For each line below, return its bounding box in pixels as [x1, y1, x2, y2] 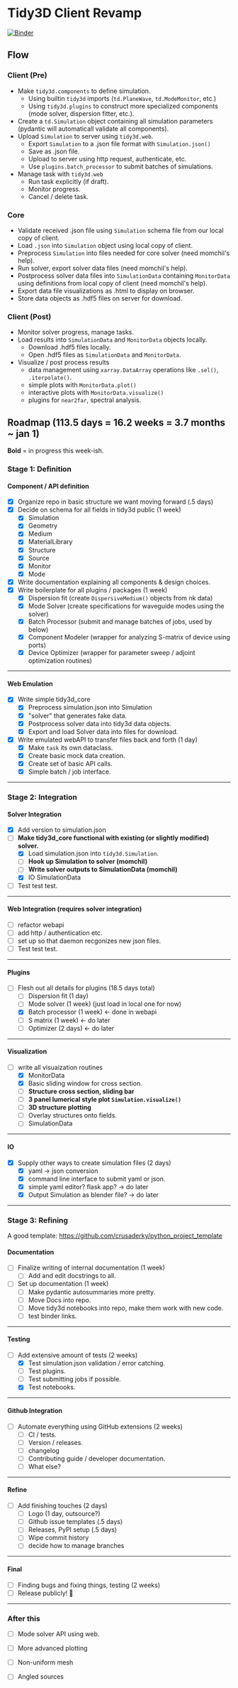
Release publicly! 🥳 [17, 1589, 74, 1597]
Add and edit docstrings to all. [28, 1272, 116, 1280]
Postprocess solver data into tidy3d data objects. [28, 719, 172, 727]
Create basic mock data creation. [28, 751, 125, 759]
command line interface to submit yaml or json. [28, 1174, 166, 1183]
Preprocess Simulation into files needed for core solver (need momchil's [17, 249, 230, 257]
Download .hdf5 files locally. [28, 343, 111, 352]
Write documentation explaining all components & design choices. [17, 578, 211, 586]
